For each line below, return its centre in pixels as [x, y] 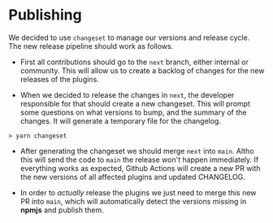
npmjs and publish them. [62, 210]
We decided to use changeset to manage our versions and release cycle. [129, 37]
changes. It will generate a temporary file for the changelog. [121, 120]
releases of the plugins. [59, 79]
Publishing [45, 15]
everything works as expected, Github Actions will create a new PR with [141, 168]
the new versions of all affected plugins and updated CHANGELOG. [133, 177]
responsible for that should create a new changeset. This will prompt [135, 103]
